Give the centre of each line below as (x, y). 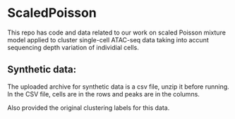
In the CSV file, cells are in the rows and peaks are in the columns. (103, 94)
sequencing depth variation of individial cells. (73, 47)
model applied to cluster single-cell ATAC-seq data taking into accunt (108, 39)
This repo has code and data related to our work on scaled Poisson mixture (116, 32)
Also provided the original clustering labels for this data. (89, 108)
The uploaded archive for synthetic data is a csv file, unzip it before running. (118, 87)
